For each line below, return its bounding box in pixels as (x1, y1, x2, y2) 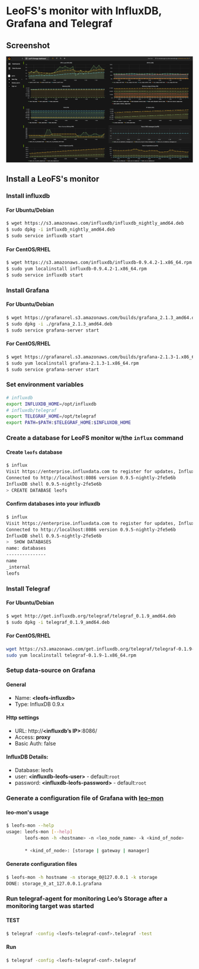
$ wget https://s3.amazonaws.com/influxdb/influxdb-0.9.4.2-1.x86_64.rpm (6, 260, 192, 266)
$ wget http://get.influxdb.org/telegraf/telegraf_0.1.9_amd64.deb (6, 613, 176, 619)
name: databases (6, 546, 46, 552)
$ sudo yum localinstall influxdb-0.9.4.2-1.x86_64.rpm (6, 266, 147, 272)
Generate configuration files (6, 860, 78, 868)
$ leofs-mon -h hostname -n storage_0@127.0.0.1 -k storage (6, 874, 158, 880)
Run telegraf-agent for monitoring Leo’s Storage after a (6, 894, 168, 903)
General (6, 681, 27, 688)
